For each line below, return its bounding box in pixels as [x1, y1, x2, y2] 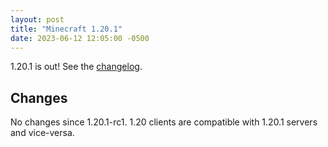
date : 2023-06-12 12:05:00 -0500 [10, 33, 150, 43]
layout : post [10, 14, 65, 25]
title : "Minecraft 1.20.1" [10, 24, 123, 34]
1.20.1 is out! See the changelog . [10, 61, 143, 73]
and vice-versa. [10, 127, 75, 139]
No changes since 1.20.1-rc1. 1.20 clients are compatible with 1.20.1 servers [10, 116, 318, 128]
